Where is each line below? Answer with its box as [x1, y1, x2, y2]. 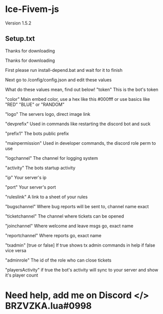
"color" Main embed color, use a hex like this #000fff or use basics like [5, 96, 150, 102]
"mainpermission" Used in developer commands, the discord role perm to [5, 140, 156, 146]
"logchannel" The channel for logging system [5, 155, 98, 161]
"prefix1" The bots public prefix [5, 130, 69, 136]
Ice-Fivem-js [5, 3, 60, 15]
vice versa [5, 247, 26, 253]
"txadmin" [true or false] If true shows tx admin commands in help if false [5, 242, 156, 248]
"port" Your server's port [5, 184, 56, 190]
